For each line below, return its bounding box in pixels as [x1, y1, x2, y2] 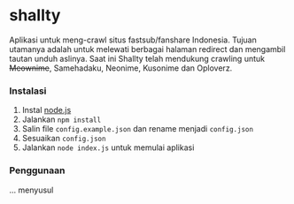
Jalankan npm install [21, 114, 102, 125]
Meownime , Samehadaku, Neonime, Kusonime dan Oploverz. [9, 63, 233, 73]
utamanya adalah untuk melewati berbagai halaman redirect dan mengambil [9, 43, 286, 54]
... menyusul [9, 185, 54, 195]
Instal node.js [21, 105, 72, 116]
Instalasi [9, 85, 47, 97]
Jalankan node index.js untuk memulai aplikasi [21, 142, 195, 153]
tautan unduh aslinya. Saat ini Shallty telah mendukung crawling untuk [9, 53, 266, 64]
